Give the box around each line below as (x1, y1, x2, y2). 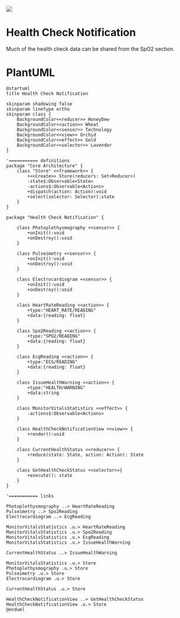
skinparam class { (6, 111, 51, 117)
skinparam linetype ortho (6, 106, 70, 112)
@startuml (6, 86, 31, 91)
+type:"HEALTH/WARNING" (27, 384, 86, 390)
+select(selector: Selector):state (27, 193, 115, 200)
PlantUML (6, 66, 55, 80)
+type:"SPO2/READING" (27, 333, 81, 339)
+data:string (27, 390, 60, 396)
